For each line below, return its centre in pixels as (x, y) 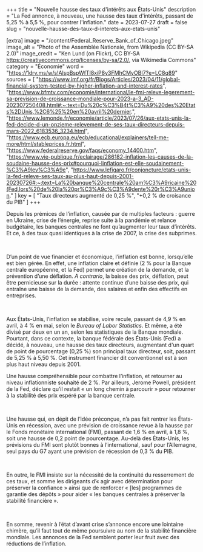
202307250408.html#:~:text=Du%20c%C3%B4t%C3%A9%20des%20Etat (101, 105)
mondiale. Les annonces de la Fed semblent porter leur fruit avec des (93, 537)
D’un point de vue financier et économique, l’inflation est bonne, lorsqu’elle (100, 257)
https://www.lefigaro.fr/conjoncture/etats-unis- (132, 170)
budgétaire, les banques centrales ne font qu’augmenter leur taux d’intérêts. (101, 227)
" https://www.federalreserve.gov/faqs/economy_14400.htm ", (82, 150)
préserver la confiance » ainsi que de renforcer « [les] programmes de (94, 488)
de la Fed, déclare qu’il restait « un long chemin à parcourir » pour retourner (101, 389)
